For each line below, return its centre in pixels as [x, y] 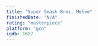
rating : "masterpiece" [35, 23]
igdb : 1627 [20, 34]
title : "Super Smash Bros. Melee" [50, 12]
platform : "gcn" [26, 28]
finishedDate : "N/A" [32, 17]
